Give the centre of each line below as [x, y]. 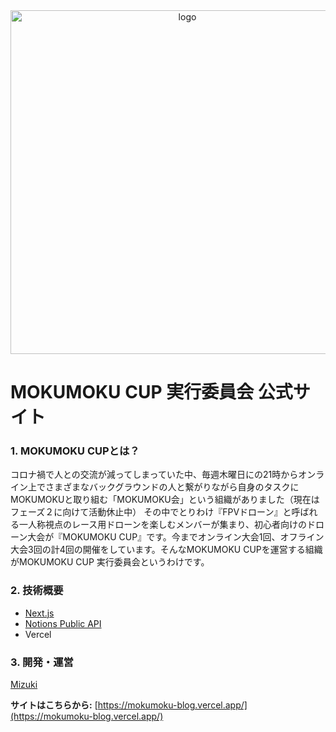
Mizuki [24, 685]
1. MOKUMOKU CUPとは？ [75, 451]
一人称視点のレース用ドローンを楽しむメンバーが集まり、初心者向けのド [167, 525]
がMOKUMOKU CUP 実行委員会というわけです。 [110, 562]
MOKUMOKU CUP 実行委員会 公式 [151, 392]
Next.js [39, 613]
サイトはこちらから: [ [54, 705]
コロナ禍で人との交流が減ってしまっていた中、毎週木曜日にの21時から [154, 475]
